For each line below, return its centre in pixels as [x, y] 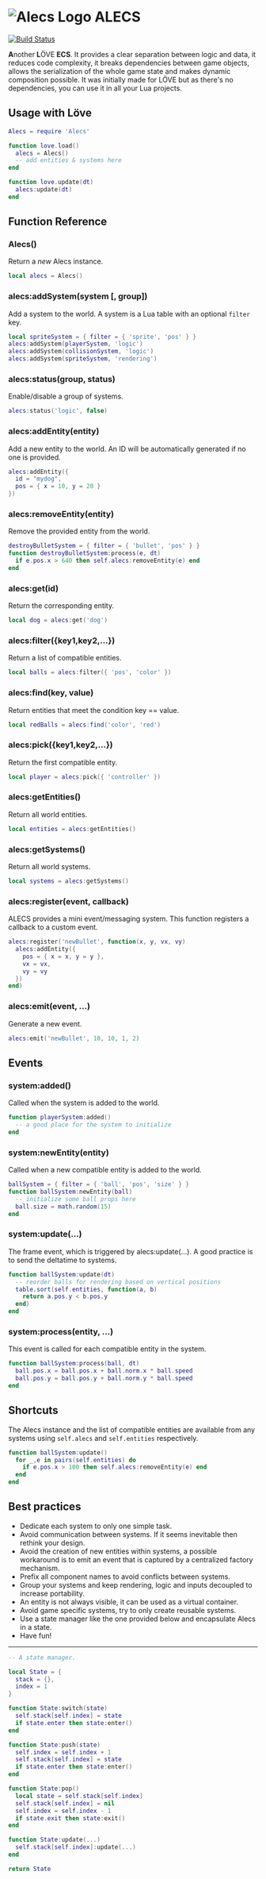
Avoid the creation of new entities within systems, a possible [118, 1551]
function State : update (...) [55, 1840]
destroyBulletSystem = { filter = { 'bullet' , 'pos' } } [104, 546]
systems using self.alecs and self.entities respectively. [103, 1438]
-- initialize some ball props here [76, 1199]
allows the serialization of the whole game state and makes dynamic [120, 71]
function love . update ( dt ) [51, 183]
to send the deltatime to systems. [63, 1260]
